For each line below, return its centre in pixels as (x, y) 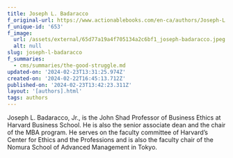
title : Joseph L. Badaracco (48, 14)
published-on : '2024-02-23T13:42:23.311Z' (70, 85)
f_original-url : (31, 20)
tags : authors (28, 98)
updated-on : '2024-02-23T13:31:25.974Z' (67, 72)
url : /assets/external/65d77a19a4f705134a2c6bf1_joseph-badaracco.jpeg (120, 40)
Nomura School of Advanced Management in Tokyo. (82, 147)
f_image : (20, 33)
